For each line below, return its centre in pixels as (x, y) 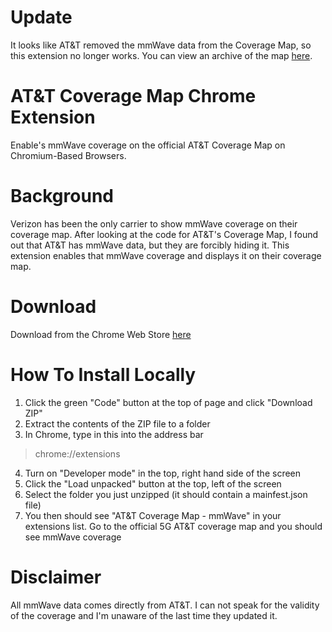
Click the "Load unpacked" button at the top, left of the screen (153, 483)
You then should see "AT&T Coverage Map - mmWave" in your (153, 515)
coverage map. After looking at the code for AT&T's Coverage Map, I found (164, 234)
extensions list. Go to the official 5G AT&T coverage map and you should (173, 526)
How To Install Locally (103, 374)
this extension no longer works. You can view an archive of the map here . (161, 55)
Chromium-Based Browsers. (68, 155)
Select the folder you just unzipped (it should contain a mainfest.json (166, 494)
